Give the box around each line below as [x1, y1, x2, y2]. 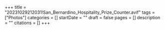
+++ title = [4, 4, 27, 10]
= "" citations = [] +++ [4, 20, 50, 26]
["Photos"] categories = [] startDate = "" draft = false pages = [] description [4, 15, 161, 20]
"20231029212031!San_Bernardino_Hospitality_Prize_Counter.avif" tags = [4, 9, 155, 15]
